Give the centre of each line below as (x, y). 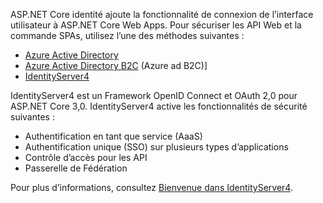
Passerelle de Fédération (76, 168)
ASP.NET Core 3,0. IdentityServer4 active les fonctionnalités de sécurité (159, 106)
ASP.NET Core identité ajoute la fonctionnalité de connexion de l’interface (162, 14)
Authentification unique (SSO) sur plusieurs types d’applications (156, 147)
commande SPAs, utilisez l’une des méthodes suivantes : (127, 35)
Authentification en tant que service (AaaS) (113, 136)
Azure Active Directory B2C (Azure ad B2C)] (116, 65)
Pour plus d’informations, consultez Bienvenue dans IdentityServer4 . (151, 187)
